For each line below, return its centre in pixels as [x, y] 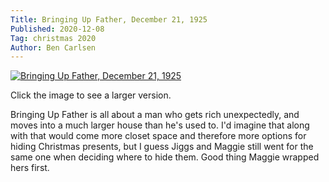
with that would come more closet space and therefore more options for [158, 136]
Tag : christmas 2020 [53, 38]
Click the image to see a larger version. [91, 95]
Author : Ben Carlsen [53, 47]
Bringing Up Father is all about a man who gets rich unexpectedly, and [155, 115]
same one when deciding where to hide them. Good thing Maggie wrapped [165, 157]
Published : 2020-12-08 [57, 29]
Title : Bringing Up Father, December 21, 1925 [109, 19]
